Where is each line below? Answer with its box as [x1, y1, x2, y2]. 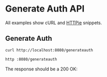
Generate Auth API [5, 3, 84, 15]
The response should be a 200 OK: [5, 66, 78, 72]
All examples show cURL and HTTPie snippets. [5, 20, 102, 26]
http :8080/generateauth [5, 56, 57, 62]
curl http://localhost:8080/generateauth [5, 47, 93, 53]
